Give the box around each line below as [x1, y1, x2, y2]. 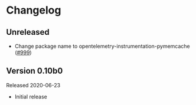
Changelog [6, 4, 61, 17]
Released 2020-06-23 [6, 81, 61, 88]
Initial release [14, 93, 47, 100]
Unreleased [6, 27, 50, 37]
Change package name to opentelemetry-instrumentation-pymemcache [14, 42, 190, 50]
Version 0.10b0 [6, 66, 63, 76]
